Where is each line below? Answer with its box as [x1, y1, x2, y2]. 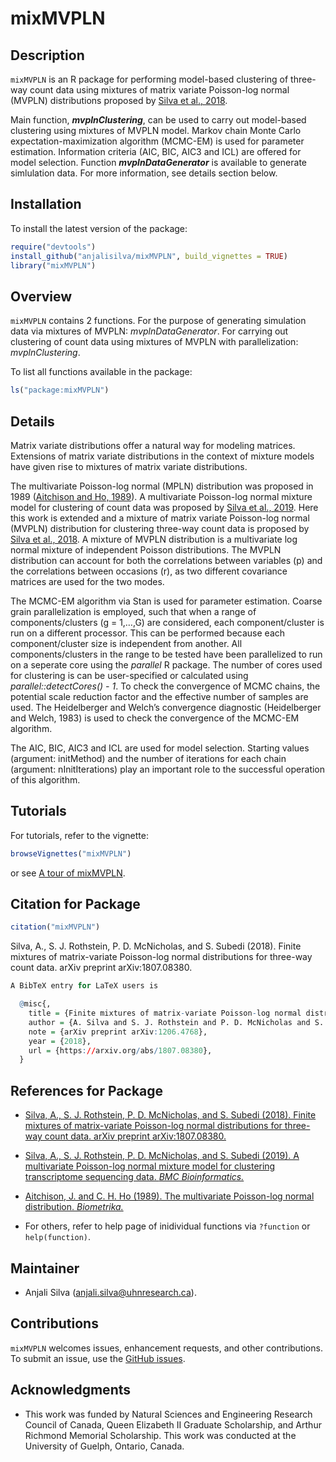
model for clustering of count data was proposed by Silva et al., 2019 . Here [10, 501, 319, 513]
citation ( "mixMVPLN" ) [10, 922, 101, 932]
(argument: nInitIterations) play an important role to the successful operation [10, 763, 326, 775]
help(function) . [24, 1231, 92, 1243]
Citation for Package [10, 896, 141, 913]
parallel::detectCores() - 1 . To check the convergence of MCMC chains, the [10, 680, 321, 692]
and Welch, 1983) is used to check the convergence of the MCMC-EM [10, 712, 300, 724]
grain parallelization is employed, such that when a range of [10, 605, 257, 617]
